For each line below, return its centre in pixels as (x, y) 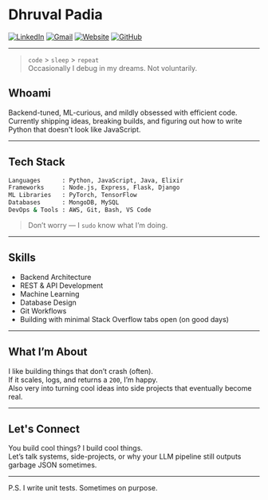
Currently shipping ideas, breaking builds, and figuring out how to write (125, 120)
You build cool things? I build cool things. (76, 448)
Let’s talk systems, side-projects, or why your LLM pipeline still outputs (125, 457)
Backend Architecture (55, 277)
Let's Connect (44, 429)
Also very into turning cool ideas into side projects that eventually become (130, 388)
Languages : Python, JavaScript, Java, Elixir (96, 180)
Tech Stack (37, 162)
